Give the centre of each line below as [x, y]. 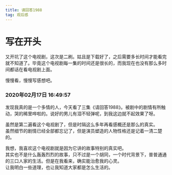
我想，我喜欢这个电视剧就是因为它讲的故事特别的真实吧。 [66, 148]
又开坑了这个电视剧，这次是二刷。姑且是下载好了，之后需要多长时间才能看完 [86, 57]
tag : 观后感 [17, 15]
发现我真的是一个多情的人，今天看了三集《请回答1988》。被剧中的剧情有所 [83, 107]
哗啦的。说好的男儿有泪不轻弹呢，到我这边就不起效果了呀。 [95, 114]
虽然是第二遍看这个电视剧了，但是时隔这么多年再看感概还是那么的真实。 [81, 124]
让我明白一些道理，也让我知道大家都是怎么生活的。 [59, 167]
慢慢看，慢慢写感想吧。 [30, 80]
